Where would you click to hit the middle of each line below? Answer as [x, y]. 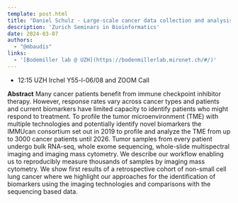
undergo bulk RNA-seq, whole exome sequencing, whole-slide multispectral [119, 146]
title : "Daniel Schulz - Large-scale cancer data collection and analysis [120, 21]
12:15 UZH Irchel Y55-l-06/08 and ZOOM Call [84, 80]
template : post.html [38, 14]
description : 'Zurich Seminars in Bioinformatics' [84, 27]
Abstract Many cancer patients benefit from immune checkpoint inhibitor [114, 93]
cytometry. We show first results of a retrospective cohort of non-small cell [117, 169]
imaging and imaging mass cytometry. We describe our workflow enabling [116, 153]
